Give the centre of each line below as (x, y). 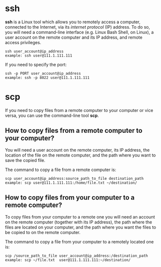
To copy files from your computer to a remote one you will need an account (80, 217)
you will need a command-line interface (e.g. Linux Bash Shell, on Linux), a (79, 32)
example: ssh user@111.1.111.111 (39, 55)
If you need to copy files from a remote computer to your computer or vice (79, 110)
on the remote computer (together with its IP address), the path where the (79, 222)
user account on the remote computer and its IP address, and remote (74, 37)
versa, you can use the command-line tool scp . (52, 115)
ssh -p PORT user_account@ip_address (43, 73)
